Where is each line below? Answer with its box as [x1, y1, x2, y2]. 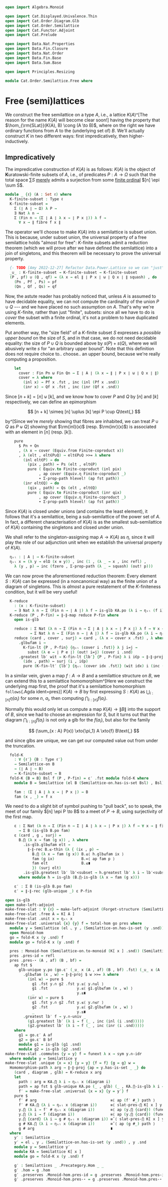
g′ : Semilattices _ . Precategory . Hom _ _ [14, 1163, 104, 1168]
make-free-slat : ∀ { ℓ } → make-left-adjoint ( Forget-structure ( [5, 907, 144, 912]
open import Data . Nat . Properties [5, 42, 75, 47]
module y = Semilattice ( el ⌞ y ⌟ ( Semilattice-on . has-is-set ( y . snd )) [9, 926, 164, 931]
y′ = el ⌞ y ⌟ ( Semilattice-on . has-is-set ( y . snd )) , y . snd [14, 1140, 146, 1145]
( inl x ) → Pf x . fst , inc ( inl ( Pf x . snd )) [23, 380, 120, 385]
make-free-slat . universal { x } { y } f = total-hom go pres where [5, 921, 142, 926]
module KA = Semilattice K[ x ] [14, 1149, 81, 1154]
